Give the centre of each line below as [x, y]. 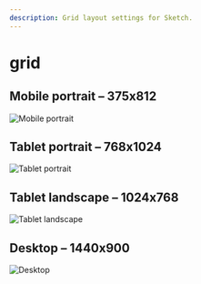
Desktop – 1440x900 [70, 248]
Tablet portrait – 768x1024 [85, 147]
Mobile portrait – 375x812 [83, 96]
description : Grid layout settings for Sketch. [101, 18]
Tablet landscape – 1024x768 [94, 197]
